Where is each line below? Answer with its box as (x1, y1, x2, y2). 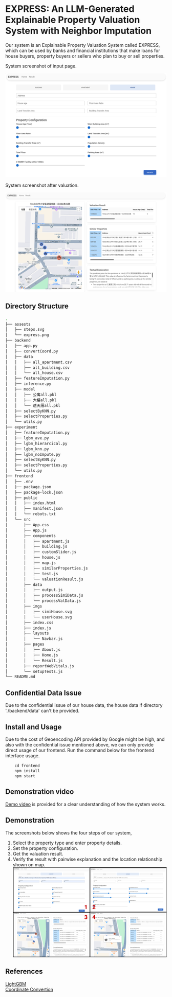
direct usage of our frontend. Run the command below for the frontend (5, 747, 155, 753)
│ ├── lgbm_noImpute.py (5, 452, 60, 457)
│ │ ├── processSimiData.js (5, 593, 83, 598)
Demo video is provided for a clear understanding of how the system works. (5, 801, 166, 807)
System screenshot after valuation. (5, 182, 79, 188)
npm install (14, 768, 40, 773)
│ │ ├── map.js (5, 560, 56, 566)
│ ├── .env (5, 479, 33, 484)
